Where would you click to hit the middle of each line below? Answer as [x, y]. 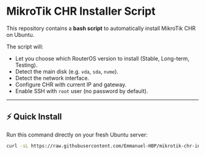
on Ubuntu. [20, 34]
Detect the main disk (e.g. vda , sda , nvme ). [67, 71]
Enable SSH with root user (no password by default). [81, 91]
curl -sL [17, 146]
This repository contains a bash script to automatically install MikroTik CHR [101, 28]
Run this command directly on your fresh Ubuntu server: [77, 134]
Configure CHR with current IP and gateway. [71, 85]
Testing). [26, 65]
